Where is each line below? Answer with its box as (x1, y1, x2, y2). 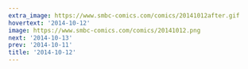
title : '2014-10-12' (8, 48, 77, 56)
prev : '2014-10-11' (8, 41, 73, 49)
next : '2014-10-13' (8, 33, 73, 42)
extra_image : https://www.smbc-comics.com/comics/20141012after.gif (8, 11, 240, 20)
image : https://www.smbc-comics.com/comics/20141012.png (8, 26, 201, 34)
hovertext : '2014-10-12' (8, 19, 91, 27)
